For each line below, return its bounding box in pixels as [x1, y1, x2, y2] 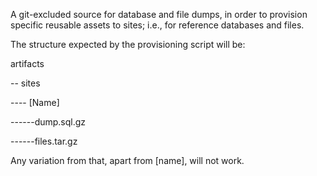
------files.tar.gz [10, 135, 78, 147]
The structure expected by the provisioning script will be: [10, 39, 246, 50]
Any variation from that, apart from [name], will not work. [10, 155, 245, 166]
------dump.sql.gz [10, 116, 87, 128]
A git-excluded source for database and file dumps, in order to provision [10, 9, 308, 20]
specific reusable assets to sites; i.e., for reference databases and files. [10, 19, 305, 31]
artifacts [10, 58, 45, 69]
